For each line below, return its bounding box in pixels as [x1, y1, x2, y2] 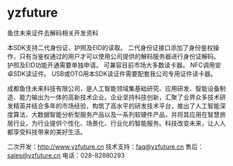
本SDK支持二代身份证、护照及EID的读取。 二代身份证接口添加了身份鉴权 [7, 43, 214, 51]
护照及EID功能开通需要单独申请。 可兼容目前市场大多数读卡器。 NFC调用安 [7, 60, 222, 69]
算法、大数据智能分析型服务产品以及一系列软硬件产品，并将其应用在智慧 [12, 110, 220, 119]
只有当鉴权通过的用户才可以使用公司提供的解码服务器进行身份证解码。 [19, 52, 220, 60]
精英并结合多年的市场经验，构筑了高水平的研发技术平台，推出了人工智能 [12, 101, 220, 110]
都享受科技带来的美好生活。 [7, 127, 87, 136]
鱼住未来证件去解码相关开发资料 [7, 28, 98, 37]
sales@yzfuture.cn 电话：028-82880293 [7, 151, 125, 159]
